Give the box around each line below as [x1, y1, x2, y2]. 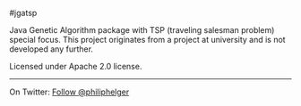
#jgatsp [9, 8, 38, 18]
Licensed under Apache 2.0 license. [9, 61, 142, 71]
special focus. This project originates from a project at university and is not [9, 35, 286, 45]
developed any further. [9, 44, 94, 54]
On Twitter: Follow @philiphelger [9, 86, 130, 97]
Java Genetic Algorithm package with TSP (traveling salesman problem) [9, 25, 275, 35]
